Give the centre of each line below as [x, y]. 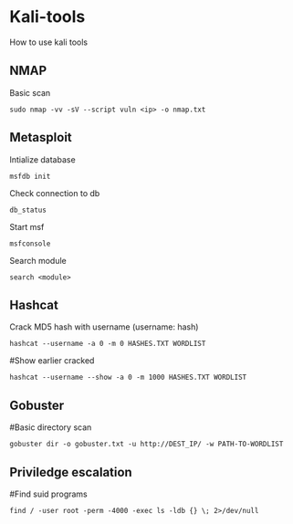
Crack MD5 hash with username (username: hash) [104, 327]
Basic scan [30, 92]
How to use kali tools [49, 42]
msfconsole [30, 244]
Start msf [27, 226]
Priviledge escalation [71, 472]
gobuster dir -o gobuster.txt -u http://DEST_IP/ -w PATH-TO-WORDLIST [146, 445]
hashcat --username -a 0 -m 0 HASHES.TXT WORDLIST [108, 344]
